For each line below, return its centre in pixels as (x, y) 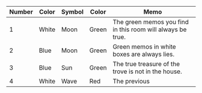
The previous (131, 81)
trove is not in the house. (147, 71)
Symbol (72, 12)
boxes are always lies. (144, 54)
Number (21, 12)
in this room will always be (150, 29)
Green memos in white (144, 46)
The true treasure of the (146, 64)
